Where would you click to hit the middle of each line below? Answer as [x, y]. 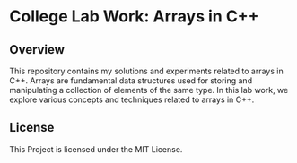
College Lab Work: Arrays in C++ [134, 17]
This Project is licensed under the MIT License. [96, 149]
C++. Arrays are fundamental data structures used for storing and [131, 81]
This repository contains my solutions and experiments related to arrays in [147, 71]
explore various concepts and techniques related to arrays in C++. [132, 99]
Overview [37, 50]
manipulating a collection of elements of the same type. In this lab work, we [149, 90]
